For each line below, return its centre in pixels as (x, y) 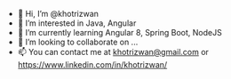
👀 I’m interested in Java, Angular (77, 23)
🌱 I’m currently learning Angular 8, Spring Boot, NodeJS (119, 32)
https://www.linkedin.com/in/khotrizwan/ (92, 65)
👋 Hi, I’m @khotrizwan (58, 14)
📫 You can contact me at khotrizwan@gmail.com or (113, 52)
